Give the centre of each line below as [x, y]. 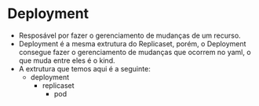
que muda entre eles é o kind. [67, 60]
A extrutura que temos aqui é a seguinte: [84, 68]
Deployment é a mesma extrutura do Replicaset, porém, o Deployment [132, 43]
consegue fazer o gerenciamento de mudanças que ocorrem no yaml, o [135, 52]
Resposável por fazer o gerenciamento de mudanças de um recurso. [129, 35]
